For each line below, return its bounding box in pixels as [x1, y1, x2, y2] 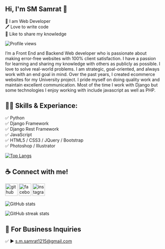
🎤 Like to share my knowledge [5, 31, 67, 37]
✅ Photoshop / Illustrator [5, 143, 55, 149]
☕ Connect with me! [5, 167, 68, 176]
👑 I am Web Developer [5, 18, 51, 24]
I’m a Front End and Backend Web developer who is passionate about [5, 50, 147, 56]
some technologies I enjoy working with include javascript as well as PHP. [5, 87, 156, 93]
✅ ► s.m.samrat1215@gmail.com [5, 238, 72, 244]
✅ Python [5, 115, 25, 121]
